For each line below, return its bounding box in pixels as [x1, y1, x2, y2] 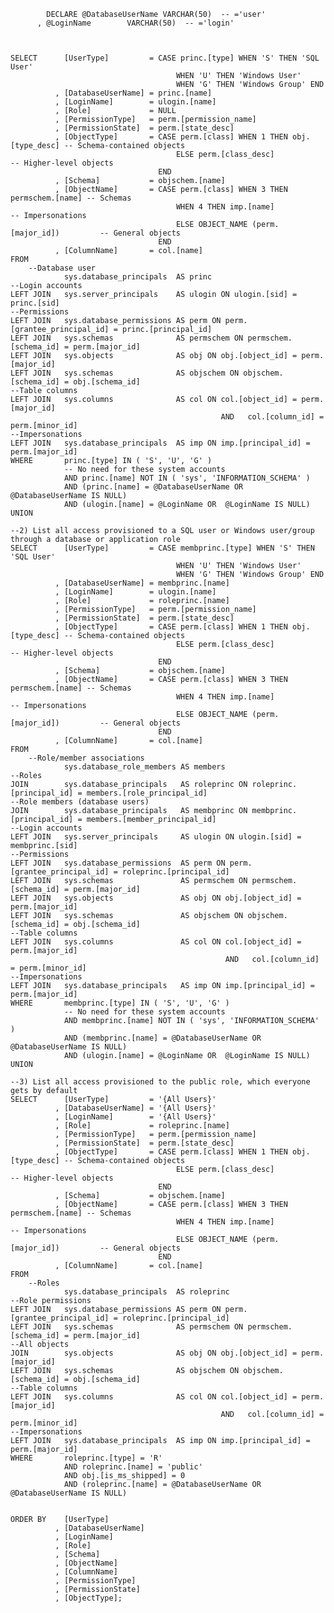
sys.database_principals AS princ [63, 272, 213, 282]
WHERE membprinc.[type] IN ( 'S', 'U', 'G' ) [10, 998, 230, 1008]
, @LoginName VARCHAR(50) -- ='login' [36, 18, 235, 28]
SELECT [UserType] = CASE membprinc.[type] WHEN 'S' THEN [10, 543, 315, 553]
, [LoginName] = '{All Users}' [54, 1112, 217, 1122]
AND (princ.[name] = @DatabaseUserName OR [63, 482, 244, 492]
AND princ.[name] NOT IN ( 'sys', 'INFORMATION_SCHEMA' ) [63, 473, 311, 483]
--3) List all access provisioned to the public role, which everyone [10, 1077, 311, 1087]
